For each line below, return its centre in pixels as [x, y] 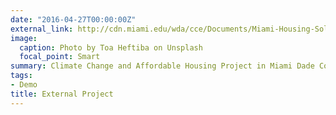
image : [24, 38]
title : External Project [62, 94]
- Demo [24, 85]
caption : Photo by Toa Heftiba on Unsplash [111, 47]
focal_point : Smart [60, 57]
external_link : [42, 29]
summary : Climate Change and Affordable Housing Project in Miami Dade [162, 66]
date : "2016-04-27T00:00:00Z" [73, 19]
